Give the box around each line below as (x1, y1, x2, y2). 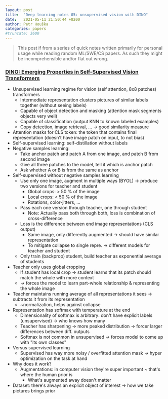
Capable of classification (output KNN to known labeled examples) (20, 119, 159, 125)
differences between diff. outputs (20, 329, 90, 335)
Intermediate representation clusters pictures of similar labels (20, 97, 148, 103)
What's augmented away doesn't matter (27, 377, 111, 383)
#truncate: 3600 (5, 31, 39, 36)
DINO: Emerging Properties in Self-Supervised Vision (5, 68, 139, 75)
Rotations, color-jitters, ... (27, 199, 81, 205)
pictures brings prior (12, 388, 56, 394)
